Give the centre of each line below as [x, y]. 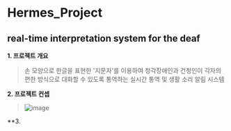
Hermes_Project [55, 13]
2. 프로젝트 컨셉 [29, 94]
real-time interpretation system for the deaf [104, 38]
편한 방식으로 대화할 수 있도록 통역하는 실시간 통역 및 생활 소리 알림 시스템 [124, 79]
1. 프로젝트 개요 [28, 56]
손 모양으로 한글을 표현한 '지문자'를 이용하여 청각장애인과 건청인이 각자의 [122, 70]
